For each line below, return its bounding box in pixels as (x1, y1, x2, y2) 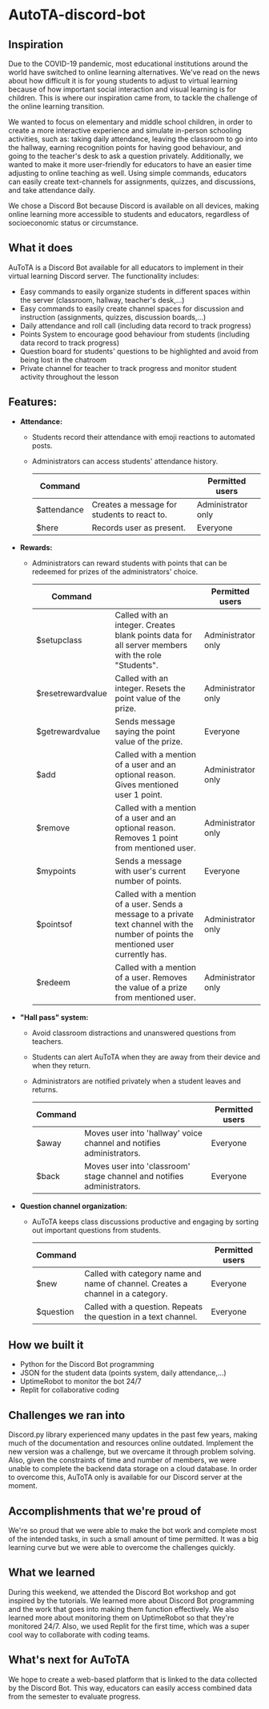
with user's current (114, 865, 187, 876)
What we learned (8, 1566, 95, 1580)
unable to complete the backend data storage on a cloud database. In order (8, 1464, 258, 1474)
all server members (114, 639, 188, 651)
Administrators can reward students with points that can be (31, 558, 227, 568)
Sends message (114, 716, 175, 727)
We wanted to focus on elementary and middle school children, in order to (8, 117, 253, 126)
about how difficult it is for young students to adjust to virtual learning (8, 76, 239, 85)
